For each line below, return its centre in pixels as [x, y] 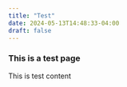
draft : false [30, 30]
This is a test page [45, 58]
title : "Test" [32, 16]
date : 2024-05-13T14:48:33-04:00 [64, 23]
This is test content [40, 76]
